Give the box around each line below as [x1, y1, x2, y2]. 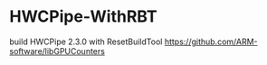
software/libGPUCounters [9, 45, 106, 56]
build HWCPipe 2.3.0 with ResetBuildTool [9, 36, 163, 47]
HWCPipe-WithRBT [9, 6, 157, 27]
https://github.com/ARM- [164, 36, 258, 47]
